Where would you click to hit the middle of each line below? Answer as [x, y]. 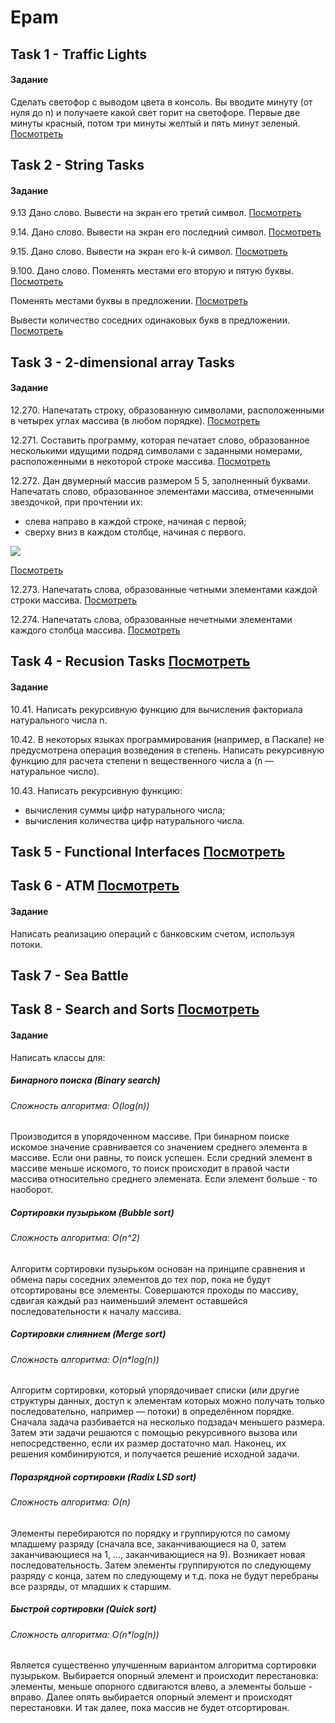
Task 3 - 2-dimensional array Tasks [122, 362]
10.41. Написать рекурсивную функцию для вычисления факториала [156, 709]
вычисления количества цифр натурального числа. [134, 820]
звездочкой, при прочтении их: [76, 502]
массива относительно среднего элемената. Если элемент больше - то [164, 1179]
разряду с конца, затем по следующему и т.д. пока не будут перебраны [164, 1575]
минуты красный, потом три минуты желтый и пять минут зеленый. [155, 123]
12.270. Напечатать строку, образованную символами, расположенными [167, 410]
